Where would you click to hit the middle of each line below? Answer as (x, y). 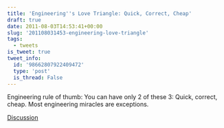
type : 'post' (32, 71)
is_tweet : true (29, 52)
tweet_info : (24, 58)
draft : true (24, 20)
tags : (15, 39)
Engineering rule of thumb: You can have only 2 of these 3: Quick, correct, (112, 97)
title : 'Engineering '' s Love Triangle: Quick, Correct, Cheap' (100, 13)
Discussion (23, 118)
